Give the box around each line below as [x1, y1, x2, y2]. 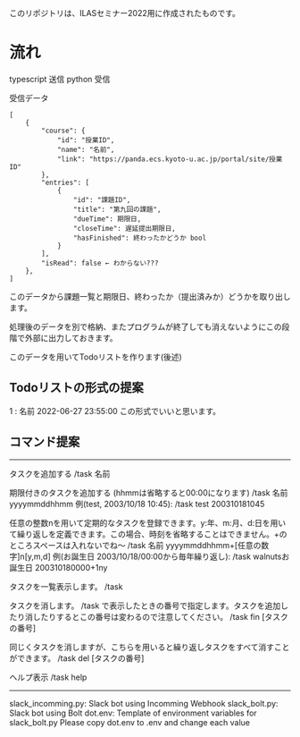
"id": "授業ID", [56, 135, 115, 145]
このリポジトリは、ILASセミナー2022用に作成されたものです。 [9, 8, 241, 18]
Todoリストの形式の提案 [9, 380, 145, 395]
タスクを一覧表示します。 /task [9, 580, 123, 592]
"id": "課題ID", [72, 195, 131, 204]
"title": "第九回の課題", [72, 205, 162, 214]
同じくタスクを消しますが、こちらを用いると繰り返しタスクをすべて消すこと [9, 641, 290, 652]
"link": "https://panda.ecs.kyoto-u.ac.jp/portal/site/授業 [56, 155, 283, 164]
